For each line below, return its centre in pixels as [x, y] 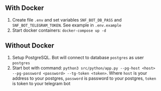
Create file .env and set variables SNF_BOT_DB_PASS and [67, 20]
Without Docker [30, 46]
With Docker [24, 8]
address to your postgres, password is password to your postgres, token [84, 78]
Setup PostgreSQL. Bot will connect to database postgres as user [78, 57]
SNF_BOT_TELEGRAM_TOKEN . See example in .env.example [67, 25]
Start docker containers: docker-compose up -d [59, 30]
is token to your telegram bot [41, 83]
